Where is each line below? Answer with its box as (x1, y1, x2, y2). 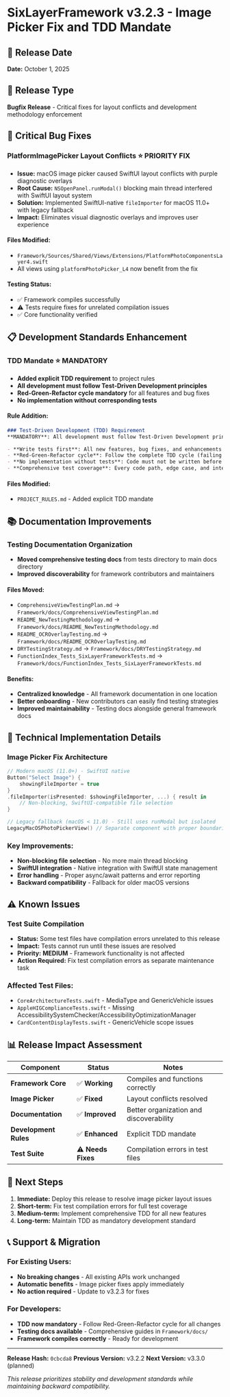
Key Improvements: (7, 841, 74, 850)
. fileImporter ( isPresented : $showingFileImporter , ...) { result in (7, 793, 207, 800)
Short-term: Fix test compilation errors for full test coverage (16, 1202, 188, 1210)
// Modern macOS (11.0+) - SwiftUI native (7, 768, 130, 775)
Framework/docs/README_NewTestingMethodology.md (16, 624, 159, 631)
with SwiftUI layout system (16, 191, 92, 200)
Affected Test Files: (7, 981, 74, 990)
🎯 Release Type (7, 84, 74, 97)
